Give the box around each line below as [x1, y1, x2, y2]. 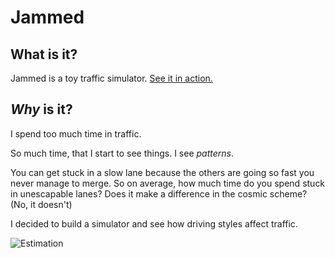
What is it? [10, 46, 78, 63]
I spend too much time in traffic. [10, 127, 142, 140]
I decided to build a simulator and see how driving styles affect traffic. [10, 217, 298, 230]
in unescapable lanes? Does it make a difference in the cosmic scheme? [10, 187, 308, 200]
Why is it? [10, 101, 73, 118]
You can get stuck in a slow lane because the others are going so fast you [10, 166, 315, 178]
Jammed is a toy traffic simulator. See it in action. [10, 72, 213, 84]
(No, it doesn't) [10, 198, 73, 210]
